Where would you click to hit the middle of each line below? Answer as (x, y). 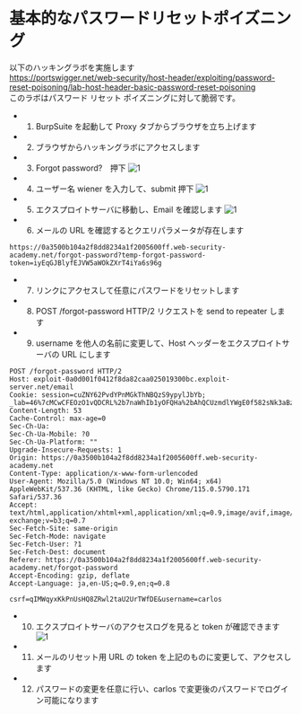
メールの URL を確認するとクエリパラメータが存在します (140, 230)
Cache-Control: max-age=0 (57, 419)
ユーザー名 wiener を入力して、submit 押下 (115, 189)
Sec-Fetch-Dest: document (57, 552)
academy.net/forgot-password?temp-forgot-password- (107, 255)
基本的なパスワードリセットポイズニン (150, 18)
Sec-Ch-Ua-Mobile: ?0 (50, 434)
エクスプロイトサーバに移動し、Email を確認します (129, 209)
